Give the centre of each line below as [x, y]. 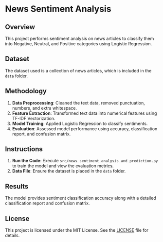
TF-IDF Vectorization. [34, 118]
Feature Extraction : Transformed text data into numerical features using [84, 113]
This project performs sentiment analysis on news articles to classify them [80, 38]
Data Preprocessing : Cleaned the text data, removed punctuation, [78, 103]
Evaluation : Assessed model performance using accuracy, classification [85, 129]
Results [17, 186]
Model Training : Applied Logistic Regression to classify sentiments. [80, 123]
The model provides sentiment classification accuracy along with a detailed [81, 198]
